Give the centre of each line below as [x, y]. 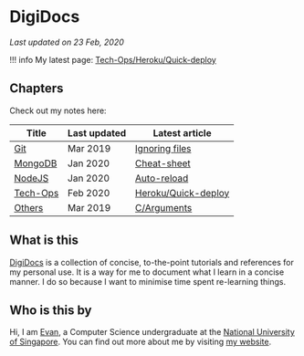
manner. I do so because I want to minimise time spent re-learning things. [147, 281]
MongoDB [36, 163]
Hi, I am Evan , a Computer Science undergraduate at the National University [152, 332]
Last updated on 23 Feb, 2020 [67, 42]
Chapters [37, 89]
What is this [44, 241]
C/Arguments [164, 207]
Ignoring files [163, 148]
